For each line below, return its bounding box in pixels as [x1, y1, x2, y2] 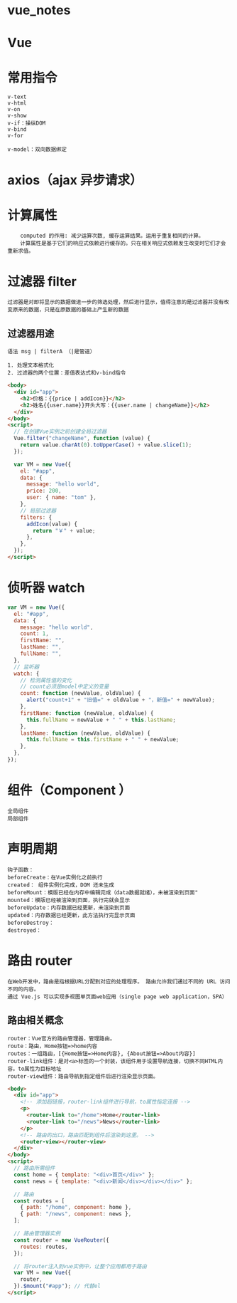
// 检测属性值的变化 [20, 676, 72, 684]
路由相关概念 [7, 1014, 64, 1027]
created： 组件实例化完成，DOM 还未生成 [7, 881, 115, 889]
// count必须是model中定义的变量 [20, 683, 109, 691]
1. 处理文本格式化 [7, 362, 55, 369]
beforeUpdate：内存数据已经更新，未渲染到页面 [7, 904, 131, 911]
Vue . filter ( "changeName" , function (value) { [13, 435, 151, 442]
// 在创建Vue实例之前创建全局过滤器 [13, 428, 107, 436]
